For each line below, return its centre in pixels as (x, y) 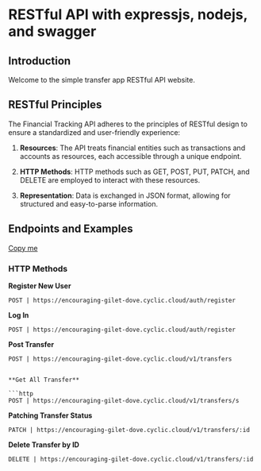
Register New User (40, 286)
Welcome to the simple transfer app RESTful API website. (102, 80)
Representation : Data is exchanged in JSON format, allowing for (125, 195)
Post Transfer (31, 344)
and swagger (52, 31)
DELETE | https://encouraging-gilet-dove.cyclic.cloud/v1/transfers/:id (131, 459)
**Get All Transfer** (44, 380)
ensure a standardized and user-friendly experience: (94, 132)
